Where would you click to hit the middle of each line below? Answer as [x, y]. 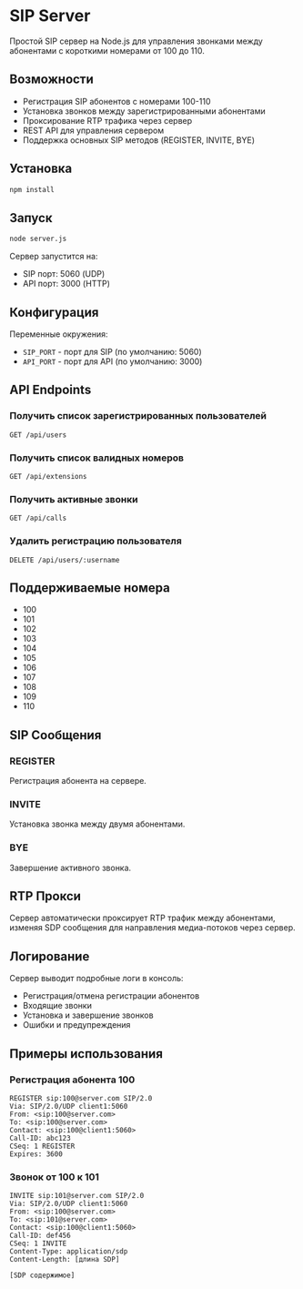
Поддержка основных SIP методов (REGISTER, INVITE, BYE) [139, 140]
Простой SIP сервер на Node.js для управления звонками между [136, 41]
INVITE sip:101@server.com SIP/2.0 [77, 1196]
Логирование [50, 956]
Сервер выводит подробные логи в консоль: [96, 979]
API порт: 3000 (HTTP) [66, 284]
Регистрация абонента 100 [72, 1080]
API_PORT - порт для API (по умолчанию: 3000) [112, 361]
